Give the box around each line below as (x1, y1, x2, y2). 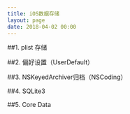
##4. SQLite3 (7, 87, 45, 95)
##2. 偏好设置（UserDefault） (7, 58, 94, 66)
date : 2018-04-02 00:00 (7, 23, 77, 30)
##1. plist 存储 (7, 43, 48, 52)
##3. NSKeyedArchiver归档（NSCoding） (7, 73, 127, 81)
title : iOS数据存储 (7, 10, 60, 17)
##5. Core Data (7, 101, 51, 109)
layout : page (7, 17, 45, 24)
